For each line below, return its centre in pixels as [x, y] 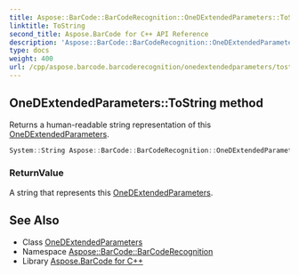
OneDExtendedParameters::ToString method [137, 103]
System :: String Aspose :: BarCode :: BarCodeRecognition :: [113, 150]
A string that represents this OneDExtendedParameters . [111, 192]
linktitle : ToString [48, 26]
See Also [34, 220]
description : [33, 42]
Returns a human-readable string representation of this [110, 125]
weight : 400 [31, 59]
